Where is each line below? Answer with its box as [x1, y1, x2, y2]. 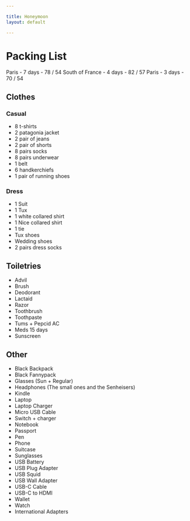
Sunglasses [14, 452, 43, 460]
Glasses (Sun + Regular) [14, 378, 73, 385]
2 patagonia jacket [14, 129, 60, 136]
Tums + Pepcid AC [14, 320, 60, 327]
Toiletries [6, 261, 42, 271]
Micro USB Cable [14, 409, 56, 416]
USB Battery [14, 458, 44, 465]
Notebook [14, 421, 39, 428]
